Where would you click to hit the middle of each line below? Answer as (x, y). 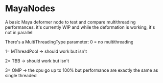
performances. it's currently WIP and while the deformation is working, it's (80, 27)
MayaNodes (30, 9)
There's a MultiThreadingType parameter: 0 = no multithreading (69, 41)
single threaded (21, 75)
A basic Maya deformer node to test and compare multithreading (70, 22)
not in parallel (19, 32)
